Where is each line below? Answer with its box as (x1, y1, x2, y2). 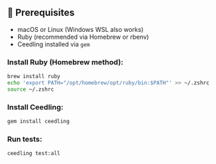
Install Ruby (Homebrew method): (7, 57, 124, 66)
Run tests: (7, 134, 43, 144)
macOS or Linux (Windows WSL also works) (17, 25, 144, 33)
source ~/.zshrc (7, 86, 54, 93)
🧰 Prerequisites (7, 7, 75, 19)
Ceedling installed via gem (17, 39, 90, 48)
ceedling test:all (7, 150, 60, 157)
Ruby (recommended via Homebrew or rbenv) (17, 33, 149, 41)
